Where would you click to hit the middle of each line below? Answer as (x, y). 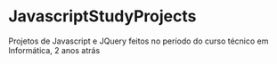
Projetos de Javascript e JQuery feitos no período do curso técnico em (138, 41)
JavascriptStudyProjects (102, 16)
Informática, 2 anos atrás (54, 50)
